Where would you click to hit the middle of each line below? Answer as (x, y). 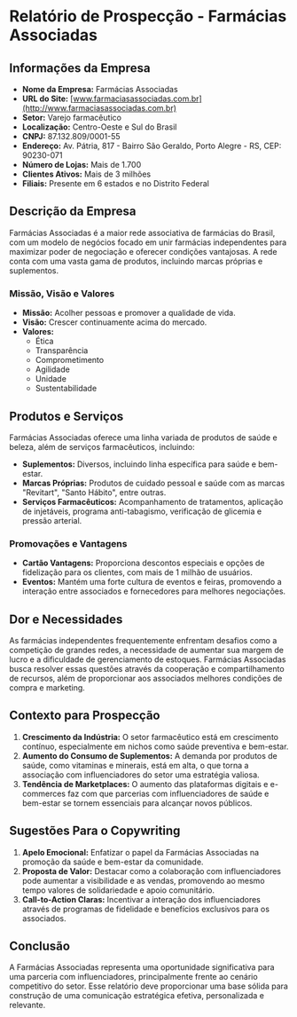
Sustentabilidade (66, 389)
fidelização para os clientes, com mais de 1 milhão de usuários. (137, 572)
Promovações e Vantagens (68, 543)
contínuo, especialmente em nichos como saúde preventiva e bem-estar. (155, 746)
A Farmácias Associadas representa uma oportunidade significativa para (142, 967)
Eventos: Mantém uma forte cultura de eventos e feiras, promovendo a (152, 582)
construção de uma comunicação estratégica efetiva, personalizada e (137, 996)
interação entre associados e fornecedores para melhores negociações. (154, 591)
